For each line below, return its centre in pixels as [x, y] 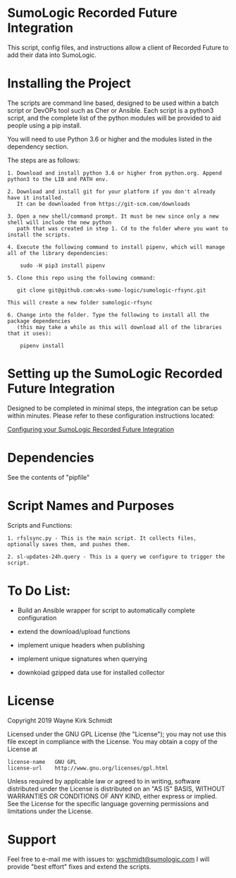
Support [32, 839]
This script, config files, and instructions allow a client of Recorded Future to [118, 47]
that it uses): [30, 333]
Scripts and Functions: [40, 525]
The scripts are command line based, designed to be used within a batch [113, 103]
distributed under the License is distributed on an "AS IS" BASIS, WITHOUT [116, 789]
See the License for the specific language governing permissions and [108, 803]
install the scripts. [39, 235]
